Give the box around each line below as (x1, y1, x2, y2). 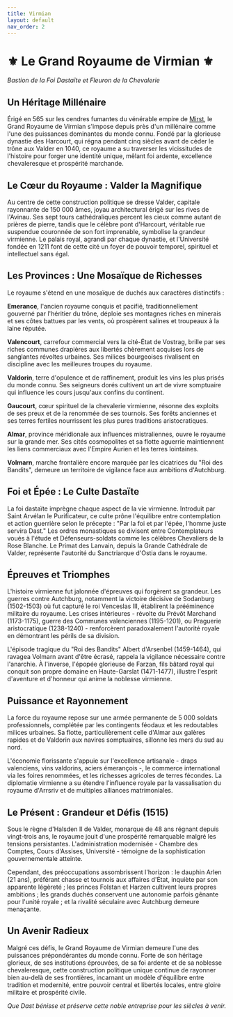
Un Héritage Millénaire (7, 96, 106, 108)
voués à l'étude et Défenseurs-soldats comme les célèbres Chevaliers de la (7, 534, 224, 542)
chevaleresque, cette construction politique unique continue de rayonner (7, 965, 216, 974)
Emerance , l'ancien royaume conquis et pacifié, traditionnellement (7, 302, 198, 310)
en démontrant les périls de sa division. (7, 632, 120, 640)
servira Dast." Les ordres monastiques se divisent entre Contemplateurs (7, 527, 214, 535)
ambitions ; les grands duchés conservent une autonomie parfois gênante (7, 890, 219, 899)
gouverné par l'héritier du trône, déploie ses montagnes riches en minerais (7, 309, 222, 318)
